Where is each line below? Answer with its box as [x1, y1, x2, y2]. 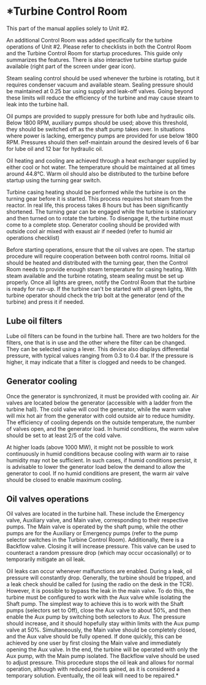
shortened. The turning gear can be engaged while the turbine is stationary [6, 207, 197, 215]
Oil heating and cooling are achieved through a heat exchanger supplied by [6, 157, 196, 164]
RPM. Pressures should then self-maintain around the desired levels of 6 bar [6, 138, 199, 145]
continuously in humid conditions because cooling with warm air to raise [6, 450, 189, 457]
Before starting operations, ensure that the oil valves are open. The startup [6, 246, 195, 253]
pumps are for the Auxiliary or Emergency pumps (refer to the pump [6, 530, 178, 537]
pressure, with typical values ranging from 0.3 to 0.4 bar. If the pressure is [6, 352, 194, 359]
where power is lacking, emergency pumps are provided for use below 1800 [6, 132, 199, 139]
